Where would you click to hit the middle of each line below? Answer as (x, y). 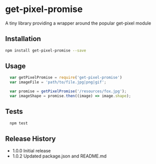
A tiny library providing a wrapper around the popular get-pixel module (78, 23)
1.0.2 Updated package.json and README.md (59, 156)
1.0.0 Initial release (32, 151)
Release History (31, 139)
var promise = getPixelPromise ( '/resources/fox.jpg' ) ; (68, 91)
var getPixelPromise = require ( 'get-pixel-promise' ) (66, 78)
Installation (23, 39)
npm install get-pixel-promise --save (46, 50)
